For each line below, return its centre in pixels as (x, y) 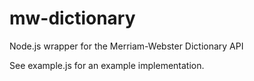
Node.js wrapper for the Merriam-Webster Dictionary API (126, 46)
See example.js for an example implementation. (107, 65)
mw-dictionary (72, 18)
